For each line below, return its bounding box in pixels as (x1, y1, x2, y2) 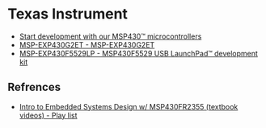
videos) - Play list (19, 110, 78, 120)
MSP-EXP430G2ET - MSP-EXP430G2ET (19, 39, 155, 49)
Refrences (7, 81, 61, 94)
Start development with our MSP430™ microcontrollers (19, 31, 202, 41)
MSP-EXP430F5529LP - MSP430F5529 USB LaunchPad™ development (19, 48, 258, 58)
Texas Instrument (7, 5, 129, 23)
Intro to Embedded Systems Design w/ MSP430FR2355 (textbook (19, 101, 239, 111)
